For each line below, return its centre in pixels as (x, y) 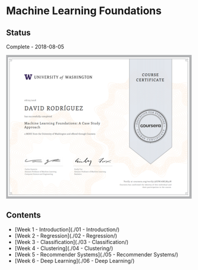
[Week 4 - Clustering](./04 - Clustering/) (64, 248)
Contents (24, 215)
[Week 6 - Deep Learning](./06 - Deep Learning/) (75, 261)
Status (19, 33)
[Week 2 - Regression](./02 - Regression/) (66, 236)
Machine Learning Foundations (84, 11)
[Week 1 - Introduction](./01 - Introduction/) (67, 229)
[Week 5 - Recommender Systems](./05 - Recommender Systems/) (96, 254)
